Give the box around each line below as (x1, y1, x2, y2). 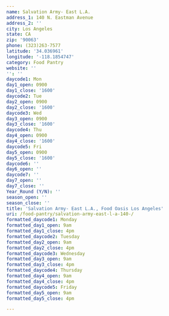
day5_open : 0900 (6, 149, 47, 155)
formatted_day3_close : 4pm (6, 262, 75, 268)
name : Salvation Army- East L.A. (6, 8, 91, 15)
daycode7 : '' (6, 172, 39, 178)
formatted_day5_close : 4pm (6, 295, 75, 301)
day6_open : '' (6, 166, 42, 172)
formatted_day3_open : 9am (6, 256, 71, 262)
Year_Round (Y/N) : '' (6, 189, 61, 195)
